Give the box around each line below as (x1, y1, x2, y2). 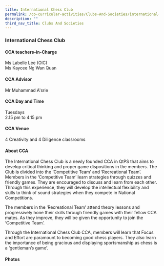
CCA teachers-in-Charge (5, 49, 57, 55)
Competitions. (5, 195, 33, 201)
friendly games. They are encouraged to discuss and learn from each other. (5, 179, 158, 185)
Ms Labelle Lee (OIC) (5, 60, 48, 66)
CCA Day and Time (5, 98, 44, 104)
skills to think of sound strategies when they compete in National (5, 190, 135, 196)
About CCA (5, 148, 28, 154)
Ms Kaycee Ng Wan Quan (5, 65, 57, 71)
